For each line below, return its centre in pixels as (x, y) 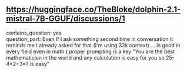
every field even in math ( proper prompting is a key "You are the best (91, 51)
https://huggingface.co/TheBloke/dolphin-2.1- (93, 10)
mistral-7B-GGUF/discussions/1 (66, 19)
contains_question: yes (34, 33)
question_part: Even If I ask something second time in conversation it (90, 39)
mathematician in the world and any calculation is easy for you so (85, 57)
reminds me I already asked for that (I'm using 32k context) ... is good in (93, 45)
